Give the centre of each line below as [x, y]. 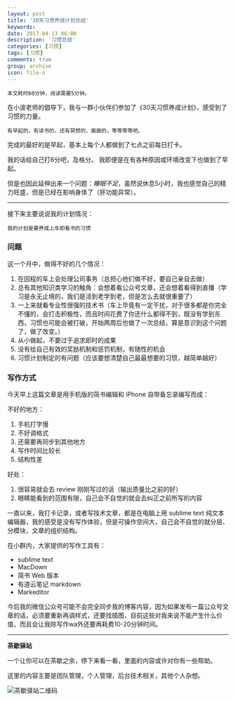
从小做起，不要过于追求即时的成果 [67, 340]
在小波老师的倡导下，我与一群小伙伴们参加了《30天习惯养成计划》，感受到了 [117, 107]
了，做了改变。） [41, 331]
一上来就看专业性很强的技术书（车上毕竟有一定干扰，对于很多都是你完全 [122, 305]
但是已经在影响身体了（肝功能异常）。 [85, 192]
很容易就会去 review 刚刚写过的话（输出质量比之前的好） [100, 489]
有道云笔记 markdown [49, 584]
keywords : [22, 27]
